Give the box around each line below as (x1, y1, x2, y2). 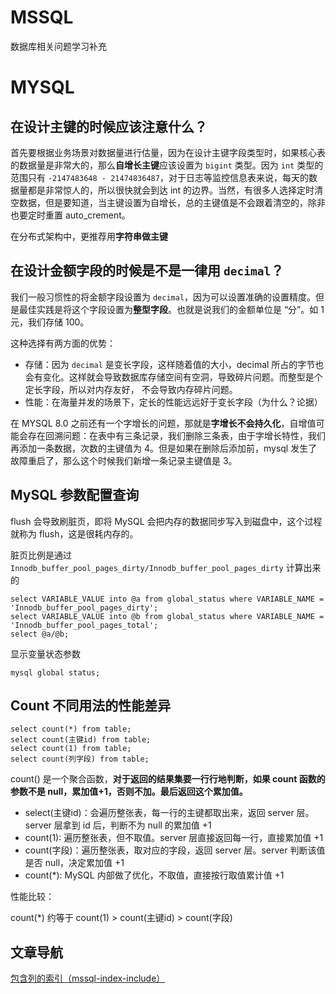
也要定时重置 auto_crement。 (10, 209, 131, 221)
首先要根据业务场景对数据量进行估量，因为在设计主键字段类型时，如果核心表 (10, 146, 326, 158)
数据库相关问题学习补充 (10, 40, 107, 52)
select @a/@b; (10, 629, 70, 639)
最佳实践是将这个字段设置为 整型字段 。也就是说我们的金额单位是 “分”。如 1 (18, 303, 325, 315)
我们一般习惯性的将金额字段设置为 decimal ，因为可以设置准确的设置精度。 (10, 291, 317, 303)
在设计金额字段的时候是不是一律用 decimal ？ (10, 262, 285, 280)
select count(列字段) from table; (10, 754, 150, 765)
